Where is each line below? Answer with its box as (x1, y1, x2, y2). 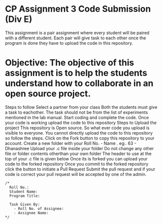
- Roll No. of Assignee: (14, 206, 64, 211)
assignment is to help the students (5, 68, 147, 79)
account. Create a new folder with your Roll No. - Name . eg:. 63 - (5, 140, 137, 146)
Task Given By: (9, 202, 40, 207)
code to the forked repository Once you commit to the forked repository (5, 161, 149, 167)
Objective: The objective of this (5, 57, 134, 69)
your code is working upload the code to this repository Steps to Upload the (5, 120, 157, 125)
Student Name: (9, 189, 38, 194)
